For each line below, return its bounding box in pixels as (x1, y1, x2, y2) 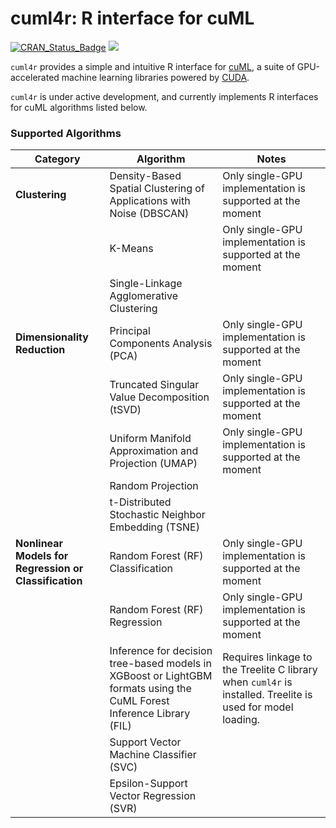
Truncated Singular (109, 378, 200, 392)
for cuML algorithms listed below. (10, 101, 148, 113)
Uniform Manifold (109, 432, 192, 446)
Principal (109, 324, 151, 338)
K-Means (109, 242, 154, 256)
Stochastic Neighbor (109, 508, 206, 522)
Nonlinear (15, 537, 64, 551)
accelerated (10, 71, 60, 83)
